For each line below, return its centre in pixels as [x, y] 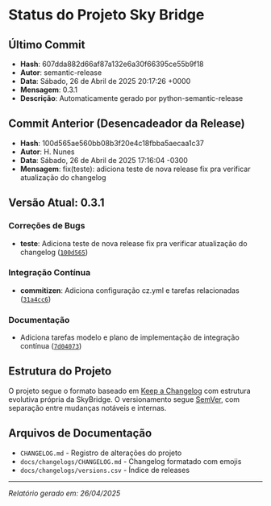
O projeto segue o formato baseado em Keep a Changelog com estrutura [130, 391]
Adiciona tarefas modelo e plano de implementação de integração [129, 337]
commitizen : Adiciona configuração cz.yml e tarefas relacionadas [129, 290]
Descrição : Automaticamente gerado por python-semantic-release [131, 98]
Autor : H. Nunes [47, 152]
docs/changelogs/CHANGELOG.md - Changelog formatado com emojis [131, 461]
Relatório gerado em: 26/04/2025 [65, 493]
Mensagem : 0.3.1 [49, 90]
